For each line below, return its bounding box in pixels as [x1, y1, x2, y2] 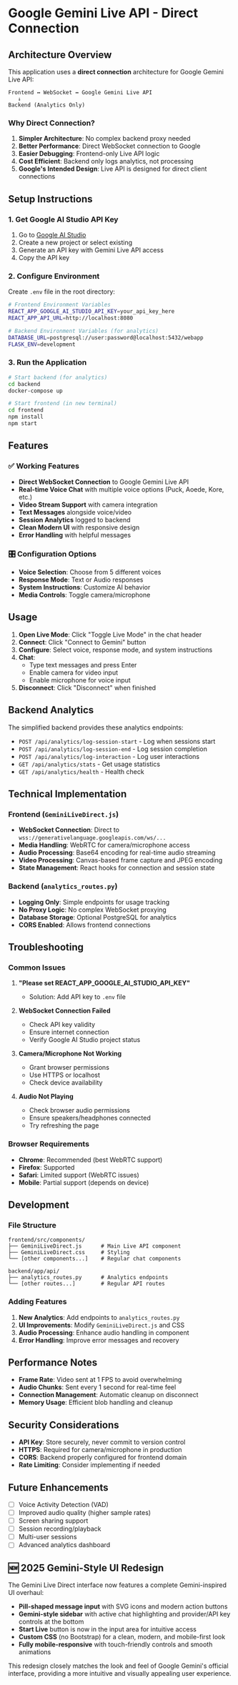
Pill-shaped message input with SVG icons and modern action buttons [18, 1602, 228, 1611]
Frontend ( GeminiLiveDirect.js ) [8, 809, 119, 819]
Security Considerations [8, 1418, 120, 1431]
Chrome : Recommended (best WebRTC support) [18, 1155, 163, 1164]
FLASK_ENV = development [8, 341, 76, 348]
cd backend [8, 380, 41, 387]
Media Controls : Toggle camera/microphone [18, 590, 151, 599]
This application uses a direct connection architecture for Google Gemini [8, 68, 224, 76]
